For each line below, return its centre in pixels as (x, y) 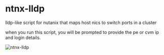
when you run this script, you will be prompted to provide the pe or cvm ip (82, 32)
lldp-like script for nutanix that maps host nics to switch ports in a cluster (81, 22)
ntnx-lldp (25, 9)
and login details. (23, 37)
